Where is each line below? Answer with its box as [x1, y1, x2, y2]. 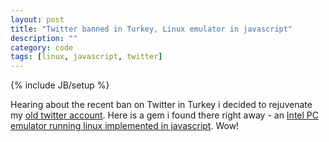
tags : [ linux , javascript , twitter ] [10, 52, 163, 62]
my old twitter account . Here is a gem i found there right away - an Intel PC [10, 109, 319, 121]
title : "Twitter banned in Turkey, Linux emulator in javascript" [10, 24, 293, 34]
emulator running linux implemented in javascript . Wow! [10, 120, 240, 132]
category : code [10, 42, 74, 53]
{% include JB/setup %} [10, 79, 110, 91]
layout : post [10, 14, 65, 25]
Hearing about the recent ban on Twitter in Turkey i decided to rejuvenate [10, 99, 313, 111]
